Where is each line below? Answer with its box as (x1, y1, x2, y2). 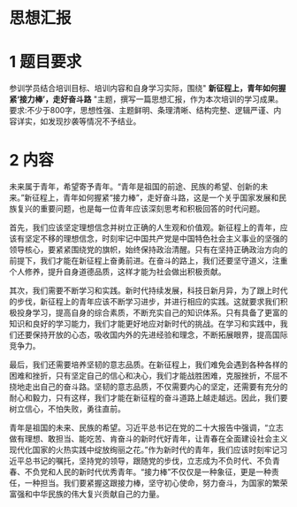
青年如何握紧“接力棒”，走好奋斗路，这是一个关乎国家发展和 (63, 192, 279, 204)
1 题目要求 (9, 52, 82, 72)
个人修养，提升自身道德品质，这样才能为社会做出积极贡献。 (9, 266, 226, 277)
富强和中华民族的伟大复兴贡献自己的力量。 (9, 488, 164, 500)
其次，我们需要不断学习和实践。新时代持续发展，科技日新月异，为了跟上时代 (9, 285, 288, 296)
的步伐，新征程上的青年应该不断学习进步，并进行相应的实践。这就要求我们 (9, 296, 280, 307)
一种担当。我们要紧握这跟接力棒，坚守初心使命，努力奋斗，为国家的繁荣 (24, 478, 288, 488)
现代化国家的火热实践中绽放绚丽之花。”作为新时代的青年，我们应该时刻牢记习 (9, 444, 288, 456)
